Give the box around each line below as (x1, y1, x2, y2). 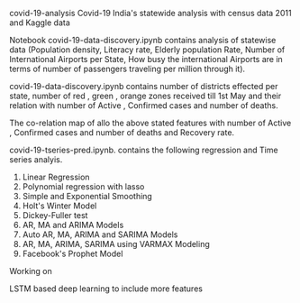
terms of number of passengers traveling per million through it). (9, 63, 246, 74)
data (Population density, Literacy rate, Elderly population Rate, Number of (9, 44, 286, 55)
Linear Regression (22, 171, 90, 182)
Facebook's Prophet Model (22, 248, 123, 259)
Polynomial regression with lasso (22, 181, 145, 192)
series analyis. (9, 154, 63, 165)
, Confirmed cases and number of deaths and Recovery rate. (9, 127, 235, 138)
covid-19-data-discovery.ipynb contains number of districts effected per (9, 81, 278, 91)
